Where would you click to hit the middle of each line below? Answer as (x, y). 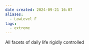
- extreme (20, 28)
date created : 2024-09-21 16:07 (39, 10)
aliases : (14, 14)
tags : (11, 24)
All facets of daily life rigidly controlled (45, 42)
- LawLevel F (23, 19)
